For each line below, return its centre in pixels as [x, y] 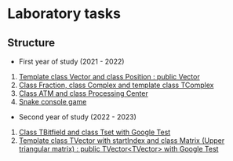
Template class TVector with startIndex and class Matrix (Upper [122, 141]
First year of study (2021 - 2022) [71, 61]
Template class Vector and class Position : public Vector [109, 77]
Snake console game [53, 102]
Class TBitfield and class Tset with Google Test [95, 132]
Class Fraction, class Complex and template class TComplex [116, 85]
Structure [31, 43]
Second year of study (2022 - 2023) [77, 117]
